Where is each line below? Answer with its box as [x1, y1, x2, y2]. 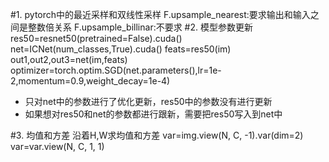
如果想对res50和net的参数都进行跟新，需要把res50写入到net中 [24, 108, 283, 120]
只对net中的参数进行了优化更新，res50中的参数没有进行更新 [24, 96, 273, 107]
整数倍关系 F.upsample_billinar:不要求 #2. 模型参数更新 [27, 21, 253, 33]
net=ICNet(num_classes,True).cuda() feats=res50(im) [10, 43, 232, 55]
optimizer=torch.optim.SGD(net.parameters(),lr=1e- [10, 64, 222, 76]
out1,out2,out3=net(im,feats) [10, 54, 128, 65]
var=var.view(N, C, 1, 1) [10, 141, 105, 152]
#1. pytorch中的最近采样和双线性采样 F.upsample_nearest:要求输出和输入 [10, 9, 311, 20]
